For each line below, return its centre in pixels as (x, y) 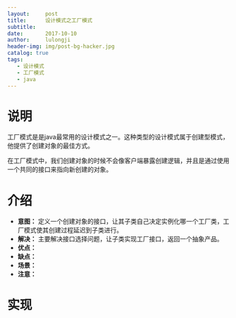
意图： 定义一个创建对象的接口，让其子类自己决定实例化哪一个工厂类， (120, 222)
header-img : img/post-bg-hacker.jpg (61, 46)
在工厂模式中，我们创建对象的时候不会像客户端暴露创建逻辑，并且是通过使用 (118, 161)
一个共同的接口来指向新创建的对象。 (60, 170)
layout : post (33, 14)
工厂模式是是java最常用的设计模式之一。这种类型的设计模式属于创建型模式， (118, 137)
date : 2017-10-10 (42, 33)
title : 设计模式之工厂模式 (50, 20)
